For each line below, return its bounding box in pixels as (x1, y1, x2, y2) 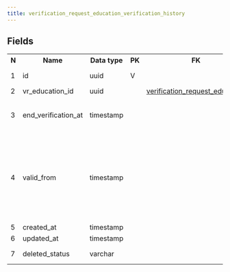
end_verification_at (23, 110, 84, 120)
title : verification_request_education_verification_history (7, 10, 186, 17)
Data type (90, 55, 123, 65)
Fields (7, 36, 34, 47)
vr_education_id (23, 86, 74, 96)
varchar (89, 249, 114, 259)
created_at (23, 223, 57, 232)
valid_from (23, 173, 57, 182)
